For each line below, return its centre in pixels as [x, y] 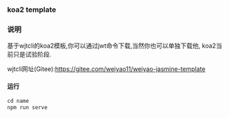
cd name [18, 101]
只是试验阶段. [32, 55]
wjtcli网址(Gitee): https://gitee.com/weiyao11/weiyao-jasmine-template [106, 69]
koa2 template [32, 10]
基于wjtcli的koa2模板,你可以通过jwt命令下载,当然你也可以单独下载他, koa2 [112, 46]
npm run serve [28, 108]
